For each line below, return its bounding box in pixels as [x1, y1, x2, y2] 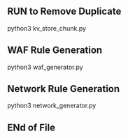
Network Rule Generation [7, 83, 120, 95]
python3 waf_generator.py [7, 63, 83, 71]
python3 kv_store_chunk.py [7, 24, 86, 32]
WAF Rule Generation [7, 45, 103, 56]
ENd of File [7, 121, 56, 133]
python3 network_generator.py [7, 101, 97, 110]
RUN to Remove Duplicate [7, 6, 122, 17]
